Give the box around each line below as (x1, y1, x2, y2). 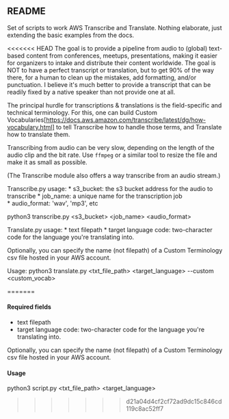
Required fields (7, 303, 51, 311)
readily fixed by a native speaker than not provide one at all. (7, 88, 176, 96)
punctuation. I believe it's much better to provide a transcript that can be (7, 80, 211, 88)
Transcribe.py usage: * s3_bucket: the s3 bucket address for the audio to (7, 184, 213, 192)
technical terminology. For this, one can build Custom (7, 108, 157, 116)
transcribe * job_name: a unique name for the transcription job (7, 192, 183, 200)
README (7, 5, 46, 17)
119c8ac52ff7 (126, 405, 164, 413)
